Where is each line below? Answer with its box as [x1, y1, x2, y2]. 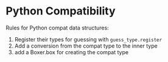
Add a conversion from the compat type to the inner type [14, 42, 158, 49]
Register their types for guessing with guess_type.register [14, 36, 163, 43]
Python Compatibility [5, 4, 116, 18]
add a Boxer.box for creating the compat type [14, 48, 129, 55]
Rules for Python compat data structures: [5, 24, 109, 31]
